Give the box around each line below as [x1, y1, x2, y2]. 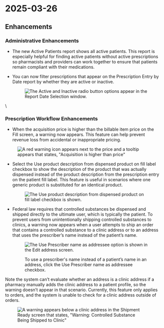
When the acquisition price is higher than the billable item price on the [12, 126, 154, 133]
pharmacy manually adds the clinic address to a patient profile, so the [5, 282, 146, 288]
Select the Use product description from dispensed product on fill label [12, 161, 156, 167]
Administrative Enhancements [5, 37, 80, 44]
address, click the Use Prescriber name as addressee [24, 262, 133, 268]
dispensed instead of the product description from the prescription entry [12, 171, 160, 177]
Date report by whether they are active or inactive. [12, 79, 114, 84]
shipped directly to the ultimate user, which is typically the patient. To [12, 212, 153, 218]
